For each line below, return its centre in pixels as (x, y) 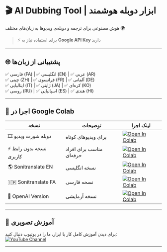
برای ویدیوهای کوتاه (86, 137)
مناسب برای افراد (84, 149)
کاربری (15, 157)
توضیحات (91, 125)
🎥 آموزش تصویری (30, 222)
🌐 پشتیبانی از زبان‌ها (33, 62)
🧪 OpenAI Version (28, 196)
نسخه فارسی (79, 182)
